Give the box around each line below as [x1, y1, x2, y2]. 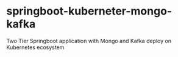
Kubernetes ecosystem [6, 44, 65, 51]
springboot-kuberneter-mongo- [6, 4, 173, 18]
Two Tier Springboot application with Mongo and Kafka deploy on [6, 37, 172, 44]
